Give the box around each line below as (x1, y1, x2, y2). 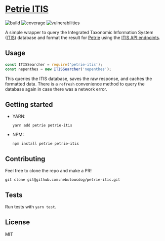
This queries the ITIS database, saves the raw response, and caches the (5, 76, 152, 81)
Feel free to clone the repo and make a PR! (5, 168, 92, 174)
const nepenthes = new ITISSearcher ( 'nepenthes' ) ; (5, 67, 112, 72)
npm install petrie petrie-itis (12, 141, 79, 146)
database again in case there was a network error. (5, 86, 108, 92)
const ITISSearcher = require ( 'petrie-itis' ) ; (5, 62, 103, 67)
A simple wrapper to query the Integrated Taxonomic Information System (5, 29, 154, 35)
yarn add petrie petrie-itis (12, 123, 73, 128)
